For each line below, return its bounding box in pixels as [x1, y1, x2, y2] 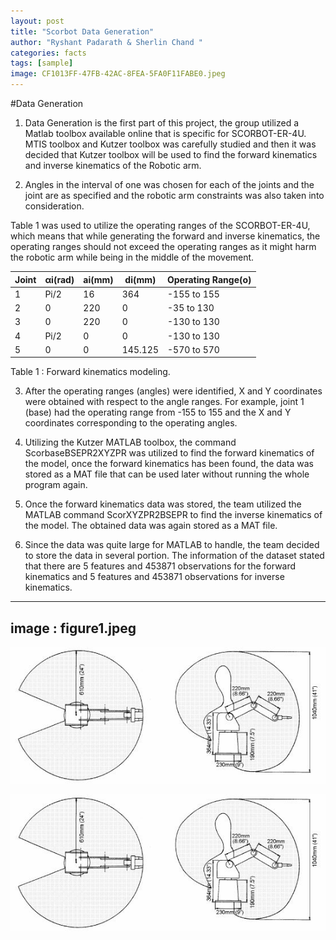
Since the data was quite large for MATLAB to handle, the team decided [24, 539, 320, 551]
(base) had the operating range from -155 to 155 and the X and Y [24, 406, 292, 419]
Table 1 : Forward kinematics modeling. [10, 366, 171, 378]
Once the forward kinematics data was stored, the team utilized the [24, 498, 302, 510]
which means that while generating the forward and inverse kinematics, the [10, 230, 321, 242]
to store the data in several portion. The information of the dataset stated [24, 550, 325, 562]
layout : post [10, 16, 65, 26]
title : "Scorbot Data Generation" [10, 26, 155, 37]
